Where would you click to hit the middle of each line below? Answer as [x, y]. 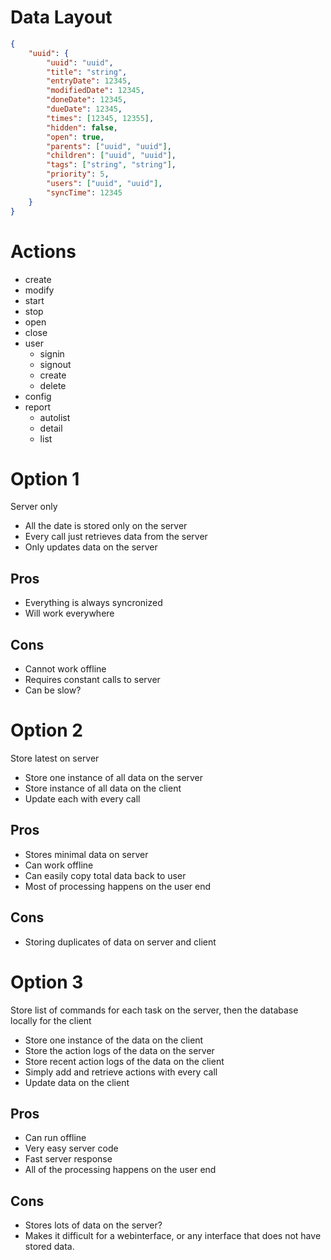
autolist [55, 417]
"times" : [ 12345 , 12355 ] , [100, 118]
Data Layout [61, 17]
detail [51, 428]
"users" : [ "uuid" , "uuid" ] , [104, 184]
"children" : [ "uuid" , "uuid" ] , [111, 156]
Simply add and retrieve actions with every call [121, 1072]
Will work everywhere [69, 613]
